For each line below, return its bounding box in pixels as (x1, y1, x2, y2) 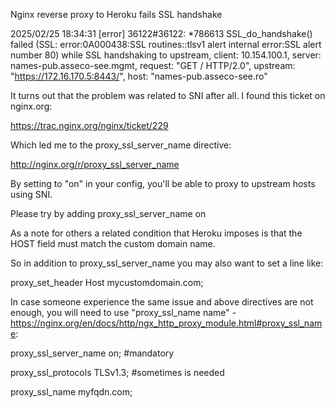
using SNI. (10, 189, 53, 200)
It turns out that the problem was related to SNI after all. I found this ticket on (10, 90, 326, 101)
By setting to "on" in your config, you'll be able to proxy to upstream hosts (10, 178, 316, 189)
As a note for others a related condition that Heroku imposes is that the (10, 227, 303, 239)
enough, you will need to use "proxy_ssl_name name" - (10, 307, 237, 318)
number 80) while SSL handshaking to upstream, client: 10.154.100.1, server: (10, 49, 322, 61)
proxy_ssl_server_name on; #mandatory (10, 347, 175, 359)
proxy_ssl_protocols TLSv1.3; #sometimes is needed (10, 367, 225, 378)
